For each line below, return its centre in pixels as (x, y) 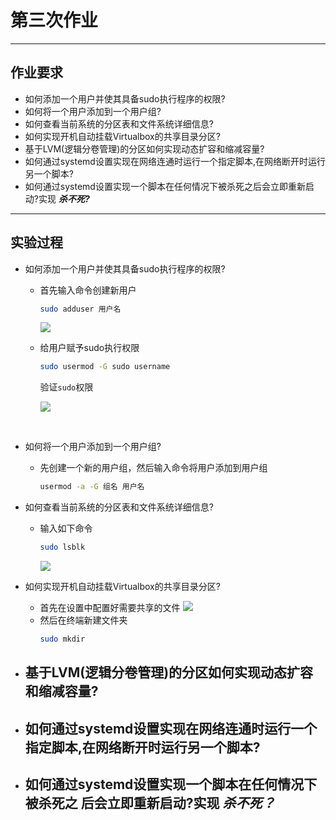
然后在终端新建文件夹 (83, 620)
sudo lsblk (62, 547)
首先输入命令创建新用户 (88, 290)
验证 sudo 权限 (66, 387)
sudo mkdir (62, 639)
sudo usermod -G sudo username (105, 367)
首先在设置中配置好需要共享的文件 (110, 608)
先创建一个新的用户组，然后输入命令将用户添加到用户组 (153, 468)
